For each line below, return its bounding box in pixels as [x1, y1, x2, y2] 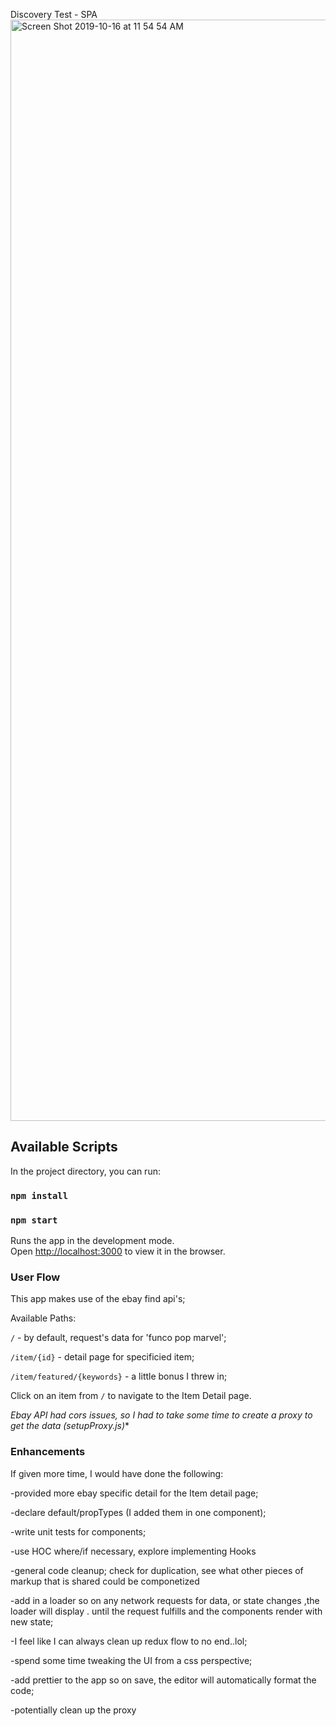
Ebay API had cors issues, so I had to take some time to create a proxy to [10, 1409, 313, 1421]
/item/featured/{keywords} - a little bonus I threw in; [10, 1370, 228, 1383]
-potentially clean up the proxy [10, 1704, 137, 1716]
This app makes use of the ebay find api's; [10, 1293, 186, 1305]
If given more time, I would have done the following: [10, 1467, 224, 1479]
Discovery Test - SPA [10, 9, 98, 20]
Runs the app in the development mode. [10, 1235, 175, 1247]
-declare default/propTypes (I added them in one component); [10, 1506, 267, 1518]
